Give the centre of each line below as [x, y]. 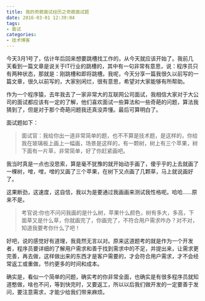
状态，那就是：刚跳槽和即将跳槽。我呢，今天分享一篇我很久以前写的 [108, 74]
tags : [13, 23]
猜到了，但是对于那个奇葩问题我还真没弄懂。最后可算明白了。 [84, 110]
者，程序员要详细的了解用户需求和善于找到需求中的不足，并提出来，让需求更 [103, 248]
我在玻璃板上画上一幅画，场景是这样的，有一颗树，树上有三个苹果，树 [110, 143]
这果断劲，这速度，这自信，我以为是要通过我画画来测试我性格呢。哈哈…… [99, 192]
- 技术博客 [18, 40]
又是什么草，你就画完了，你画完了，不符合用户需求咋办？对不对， [115, 220]
